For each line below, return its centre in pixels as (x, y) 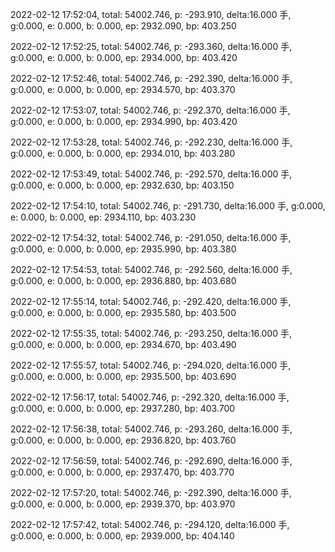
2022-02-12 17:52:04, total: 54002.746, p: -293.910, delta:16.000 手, (151, 14)
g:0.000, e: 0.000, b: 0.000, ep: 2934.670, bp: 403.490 (123, 344)
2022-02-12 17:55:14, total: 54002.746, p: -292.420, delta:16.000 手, (151, 301)
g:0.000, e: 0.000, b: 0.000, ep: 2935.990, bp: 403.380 (123, 249)
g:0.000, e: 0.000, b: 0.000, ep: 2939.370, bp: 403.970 (123, 504)
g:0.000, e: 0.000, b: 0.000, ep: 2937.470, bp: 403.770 (122, 472)
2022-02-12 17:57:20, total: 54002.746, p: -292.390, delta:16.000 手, (151, 492)
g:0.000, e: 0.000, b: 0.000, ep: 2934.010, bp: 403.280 (123, 153)
